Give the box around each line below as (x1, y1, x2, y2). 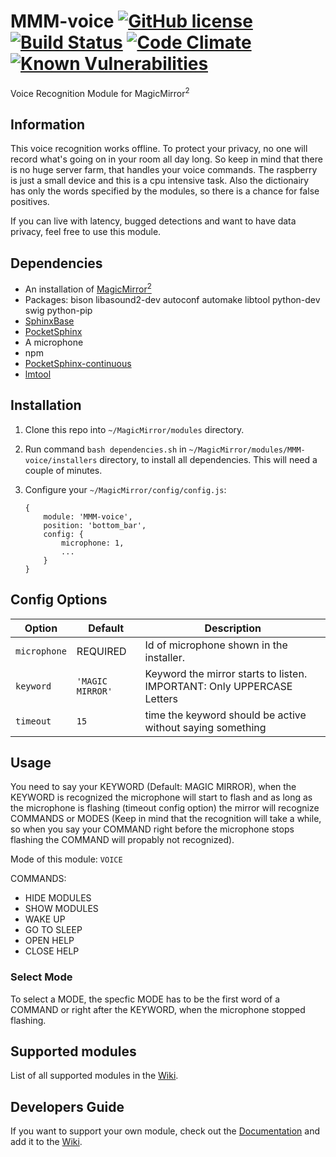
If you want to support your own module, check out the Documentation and (10, 1125, 320, 1137)
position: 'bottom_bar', (43, 520, 147, 530)
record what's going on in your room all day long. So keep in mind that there (10, 153, 323, 165)
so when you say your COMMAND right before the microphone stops (10, 823, 295, 835)
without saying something (144, 720, 267, 734)
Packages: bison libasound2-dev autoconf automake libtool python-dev (24, 293, 321, 305)
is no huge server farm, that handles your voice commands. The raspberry (10, 164, 318, 176)
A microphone (24, 336, 84, 348)
